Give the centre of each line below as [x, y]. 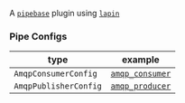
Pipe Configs [38, 36]
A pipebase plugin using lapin [65, 13]
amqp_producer [141, 86]
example [140, 60]
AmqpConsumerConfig [55, 74]
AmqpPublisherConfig [58, 86]
